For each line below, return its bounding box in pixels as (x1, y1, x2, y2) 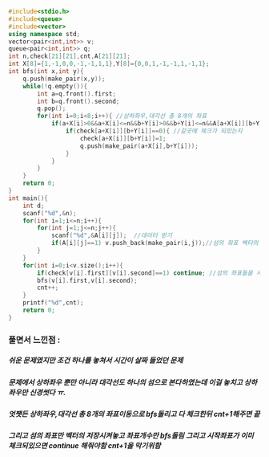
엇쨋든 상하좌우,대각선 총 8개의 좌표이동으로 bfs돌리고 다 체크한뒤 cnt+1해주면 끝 (8, 410, 260, 419)
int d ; (22, 202, 45, 210)
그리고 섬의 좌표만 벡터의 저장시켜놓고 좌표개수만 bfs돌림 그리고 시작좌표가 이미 (8, 430, 254, 441)
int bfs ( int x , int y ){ (8, 67, 84, 75)
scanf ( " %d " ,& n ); (22, 209, 78, 217)
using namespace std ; (8, 30, 81, 38)
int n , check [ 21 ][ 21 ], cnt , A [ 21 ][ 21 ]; (8, 52, 130, 60)
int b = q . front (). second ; (37, 97, 120, 105)
